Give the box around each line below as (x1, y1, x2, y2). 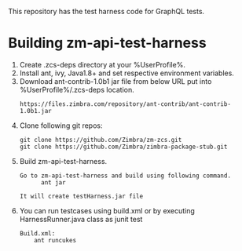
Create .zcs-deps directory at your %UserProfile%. (19, 60, 186, 69)
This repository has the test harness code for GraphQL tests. (8, 7, 205, 16)
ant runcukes (34, 236, 77, 244)
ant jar (40, 178, 66, 187)
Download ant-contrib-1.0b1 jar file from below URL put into (19, 76, 212, 85)
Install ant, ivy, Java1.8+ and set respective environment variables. (19, 68, 234, 78)
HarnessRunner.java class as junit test (19, 214, 143, 224)
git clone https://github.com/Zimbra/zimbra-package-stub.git (19, 143, 228, 151)
